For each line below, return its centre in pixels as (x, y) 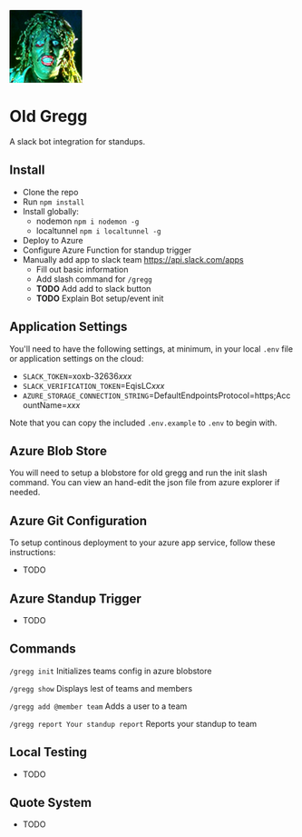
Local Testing (49, 752)
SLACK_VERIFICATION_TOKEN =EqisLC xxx (93, 385)
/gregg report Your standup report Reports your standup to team (133, 723)
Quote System (51, 803)
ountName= (45, 404)
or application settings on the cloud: (77, 358)
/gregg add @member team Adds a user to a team (98, 706)
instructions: (33, 553)
